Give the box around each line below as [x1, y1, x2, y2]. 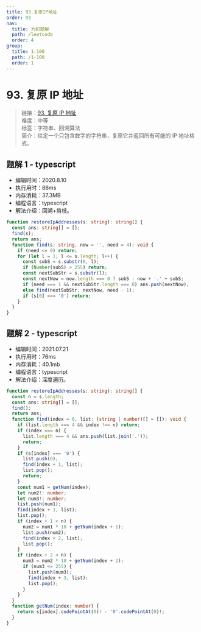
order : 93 [6, 15, 32, 21]
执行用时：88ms [15, 184, 57, 192]
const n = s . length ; [12, 393, 64, 399]
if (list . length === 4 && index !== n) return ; [17, 422, 140, 428]
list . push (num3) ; [28, 569, 72, 575]
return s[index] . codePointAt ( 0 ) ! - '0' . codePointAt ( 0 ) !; [17, 609, 165, 615]
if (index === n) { [17, 427, 67, 434]
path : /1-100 [12, 54, 45, 60]
